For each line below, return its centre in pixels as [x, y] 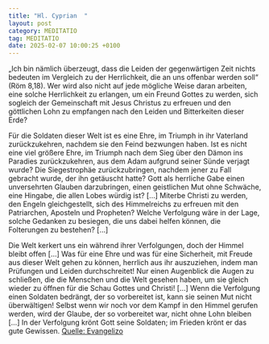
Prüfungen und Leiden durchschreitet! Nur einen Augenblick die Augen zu [131, 271]
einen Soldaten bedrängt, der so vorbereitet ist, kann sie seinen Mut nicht [130, 297]
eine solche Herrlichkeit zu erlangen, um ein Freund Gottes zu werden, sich [133, 94]
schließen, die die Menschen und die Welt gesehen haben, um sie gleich [128, 280]
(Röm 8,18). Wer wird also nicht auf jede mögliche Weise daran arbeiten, [128, 86]
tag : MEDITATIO [34, 38]
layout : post [30, 23]
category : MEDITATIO [43, 31]
